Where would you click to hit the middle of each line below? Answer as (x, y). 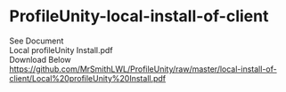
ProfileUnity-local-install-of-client (139, 16)
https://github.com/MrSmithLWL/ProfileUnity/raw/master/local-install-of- (143, 69)
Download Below (40, 59)
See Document (37, 41)
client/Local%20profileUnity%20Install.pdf (88, 78)
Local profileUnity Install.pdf (61, 50)
